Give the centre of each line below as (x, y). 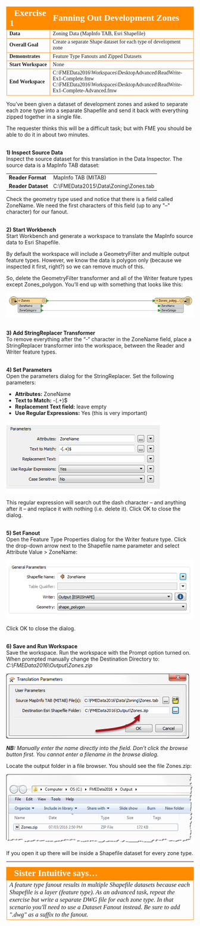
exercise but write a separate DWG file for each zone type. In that (91, 899)
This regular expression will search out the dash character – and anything (96, 502)
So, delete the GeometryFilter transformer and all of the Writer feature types (99, 278)
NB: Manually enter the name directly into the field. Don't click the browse (97, 748)
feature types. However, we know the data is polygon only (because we (94, 260)
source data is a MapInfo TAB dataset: (53, 165)
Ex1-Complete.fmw (73, 79)
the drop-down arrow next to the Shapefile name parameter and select (93, 546)
